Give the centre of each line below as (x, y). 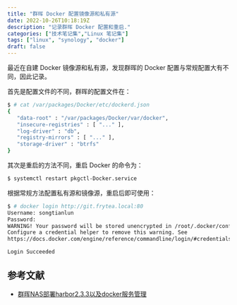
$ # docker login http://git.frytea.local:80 (75, 206)
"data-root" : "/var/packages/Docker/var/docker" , (93, 118)
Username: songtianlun (41, 213)
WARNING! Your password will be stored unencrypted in (90, 226)
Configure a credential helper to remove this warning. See (98, 233)
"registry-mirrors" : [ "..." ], (66, 138)
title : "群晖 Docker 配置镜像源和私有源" (63, 14)
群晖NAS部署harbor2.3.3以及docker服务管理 (82, 294)
